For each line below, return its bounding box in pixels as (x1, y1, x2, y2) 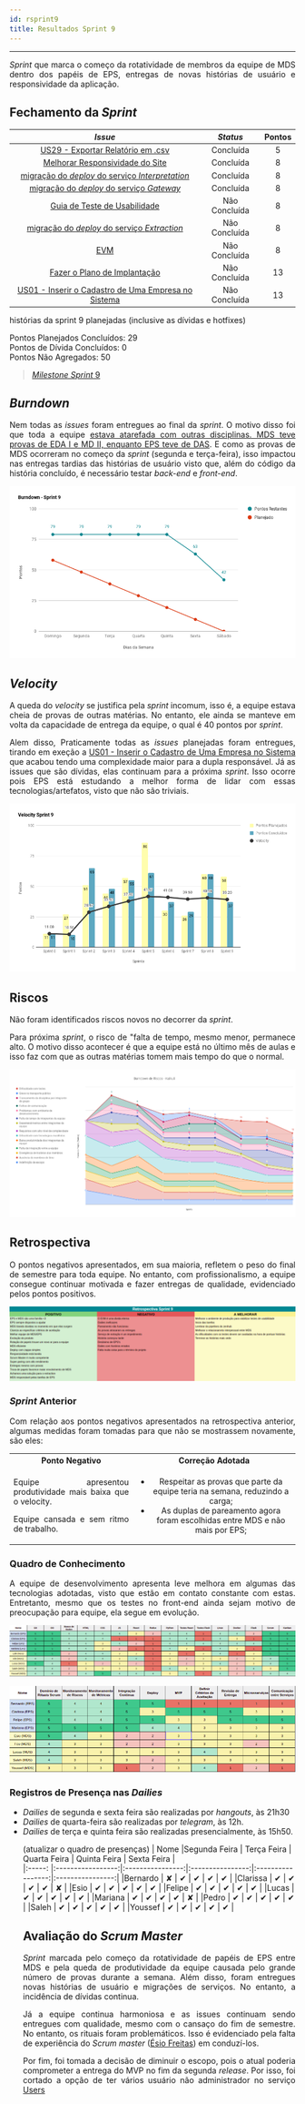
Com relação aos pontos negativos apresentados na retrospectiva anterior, (9, 1416, 296, 1427)
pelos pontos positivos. (9, 1288, 97, 1299)
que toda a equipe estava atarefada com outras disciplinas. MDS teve (9, 429, 296, 441)
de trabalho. (13, 1523, 59, 1534)
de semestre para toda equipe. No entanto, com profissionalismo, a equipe (9, 1268, 296, 1279)
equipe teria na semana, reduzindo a (152, 1485, 290, 1497)
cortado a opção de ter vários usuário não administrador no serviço (22, 2075, 296, 2086)
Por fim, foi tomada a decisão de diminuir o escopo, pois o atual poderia (22, 2056, 296, 2067)
